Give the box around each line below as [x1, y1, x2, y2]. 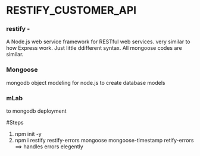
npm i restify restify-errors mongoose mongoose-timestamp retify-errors [14, 137, 194, 144]
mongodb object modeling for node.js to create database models [6, 79, 165, 86]
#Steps [6, 119, 24, 126]
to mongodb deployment [6, 107, 67, 114]
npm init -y [14, 130, 42, 138]
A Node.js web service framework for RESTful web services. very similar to [6, 38, 190, 45]
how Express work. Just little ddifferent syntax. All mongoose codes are [6, 44, 183, 52]
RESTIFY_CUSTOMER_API [6, 4, 137, 17]
